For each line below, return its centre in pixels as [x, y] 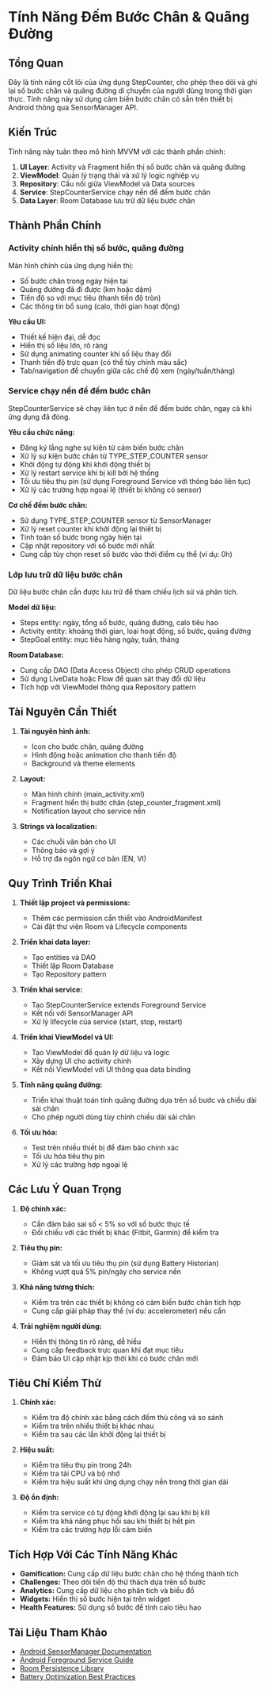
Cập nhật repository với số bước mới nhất [87, 545]
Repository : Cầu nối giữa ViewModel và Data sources [107, 183]
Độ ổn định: [39, 1497]
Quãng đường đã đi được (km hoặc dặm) [86, 289]
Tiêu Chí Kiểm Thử [55, 1383]
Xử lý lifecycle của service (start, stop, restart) [107, 1021]
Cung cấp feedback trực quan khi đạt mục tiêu [107, 1349]
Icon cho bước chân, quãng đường [87, 747]
